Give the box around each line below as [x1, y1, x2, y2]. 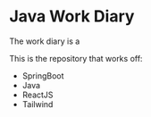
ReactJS [21, 89, 54, 100]
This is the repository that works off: [9, 53, 143, 63]
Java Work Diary [9, 6, 135, 27]
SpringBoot [21, 70, 64, 81]
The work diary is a [9, 36, 80, 46]
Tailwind [21, 98, 54, 109]
